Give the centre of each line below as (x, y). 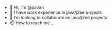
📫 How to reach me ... (32, 23)
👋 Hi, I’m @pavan (27, 7)
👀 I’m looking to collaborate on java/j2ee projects (58, 17)
